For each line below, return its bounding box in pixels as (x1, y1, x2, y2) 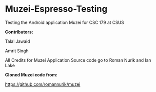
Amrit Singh (5, 48, 29, 54)
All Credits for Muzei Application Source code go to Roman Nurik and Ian (5, 57, 151, 63)
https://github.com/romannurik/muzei (5, 81, 80, 87)
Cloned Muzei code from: (5, 72, 58, 77)
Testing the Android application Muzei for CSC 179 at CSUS (5, 19, 124, 25)
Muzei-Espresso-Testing (5, 3, 108, 15)
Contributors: (5, 29, 33, 35)
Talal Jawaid (5, 38, 30, 44)
